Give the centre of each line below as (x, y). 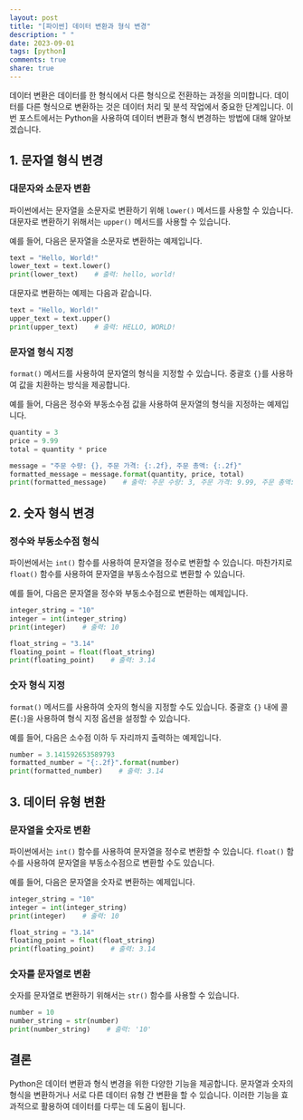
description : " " (42, 34)
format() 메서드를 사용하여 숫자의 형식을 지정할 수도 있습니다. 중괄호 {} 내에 (144, 707)
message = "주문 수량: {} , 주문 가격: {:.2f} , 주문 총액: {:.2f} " (126, 466)
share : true (32, 69)
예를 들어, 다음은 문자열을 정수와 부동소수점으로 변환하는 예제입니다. (129, 594)
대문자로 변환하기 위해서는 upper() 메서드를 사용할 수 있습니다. (120, 221)
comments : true (38, 60)
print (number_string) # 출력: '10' (80, 1029)
